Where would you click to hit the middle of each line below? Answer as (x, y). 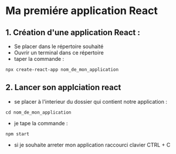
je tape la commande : (41, 123)
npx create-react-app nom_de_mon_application (62, 70)
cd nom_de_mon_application (38, 112)
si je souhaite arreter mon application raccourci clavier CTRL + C (92, 145)
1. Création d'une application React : (73, 32)
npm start (18, 134)
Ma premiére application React (82, 11)
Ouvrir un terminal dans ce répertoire (59, 53)
